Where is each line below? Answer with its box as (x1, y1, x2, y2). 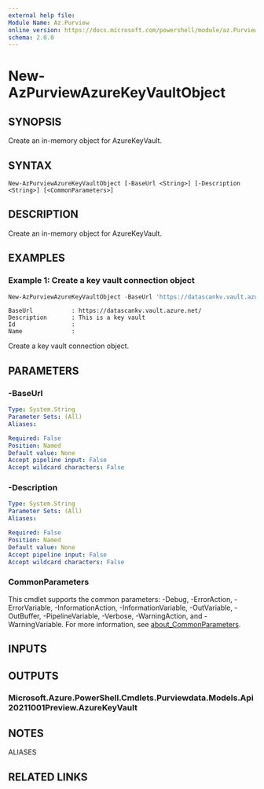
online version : (8, 26, 61, 34)
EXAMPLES (8, 251, 65, 265)
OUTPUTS (8, 669, 59, 682)
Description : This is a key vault (8, 314, 146, 322)
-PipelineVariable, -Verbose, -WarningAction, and (42, 611, 203, 621)
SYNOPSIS (8, 115, 62, 128)
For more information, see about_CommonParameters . (65, 619, 241, 629)
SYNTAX (8, 159, 53, 172)
